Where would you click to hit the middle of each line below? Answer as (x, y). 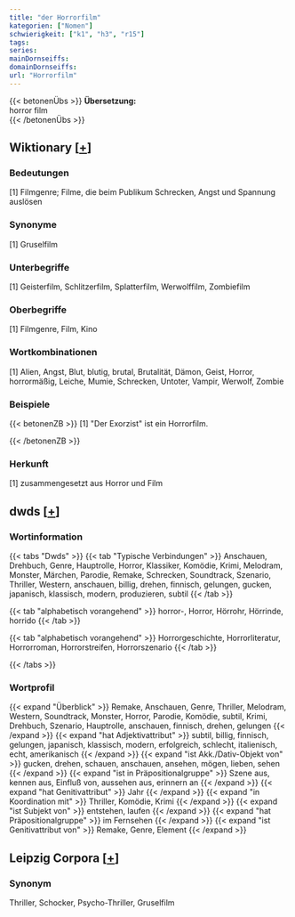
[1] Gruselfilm (34, 244)
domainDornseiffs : (43, 68)
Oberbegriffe (38, 310)
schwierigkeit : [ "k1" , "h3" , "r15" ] (77, 34)
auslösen (26, 202)
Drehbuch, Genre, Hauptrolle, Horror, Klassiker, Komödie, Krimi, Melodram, (146, 565)
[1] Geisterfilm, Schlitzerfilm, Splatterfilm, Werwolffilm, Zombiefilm (130, 287)
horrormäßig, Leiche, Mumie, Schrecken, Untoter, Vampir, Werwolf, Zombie (147, 381)
